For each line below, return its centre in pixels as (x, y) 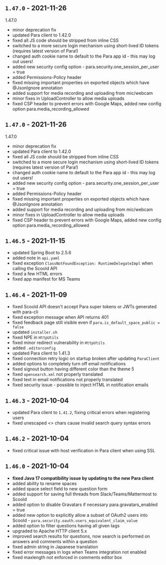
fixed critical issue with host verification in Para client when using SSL (83, 450)
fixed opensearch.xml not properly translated (57, 374)
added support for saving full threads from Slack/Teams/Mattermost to (84, 494)
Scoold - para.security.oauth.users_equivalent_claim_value (75, 520)
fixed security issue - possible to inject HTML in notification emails (80, 385)
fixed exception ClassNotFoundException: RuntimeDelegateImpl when (83, 263)
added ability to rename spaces (44, 483)
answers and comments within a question (55, 541)
